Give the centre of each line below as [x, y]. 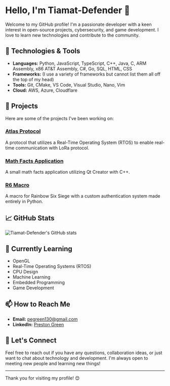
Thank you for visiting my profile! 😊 [42, 378]
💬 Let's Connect [31, 341]
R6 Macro [17, 185]
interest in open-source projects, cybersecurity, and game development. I [82, 29]
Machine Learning [31, 277]
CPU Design [25, 272]
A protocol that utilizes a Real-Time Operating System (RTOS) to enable [79, 142]
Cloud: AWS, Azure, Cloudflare [45, 90]
